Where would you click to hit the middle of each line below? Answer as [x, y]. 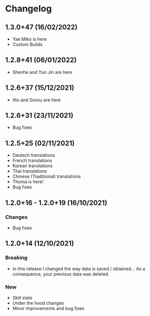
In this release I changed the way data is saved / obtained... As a [79, 269]
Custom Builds [27, 44]
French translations [32, 161]
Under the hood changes [38, 303]
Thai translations [29, 171]
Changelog [28, 9]
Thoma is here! [28, 182]
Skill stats [22, 298]
